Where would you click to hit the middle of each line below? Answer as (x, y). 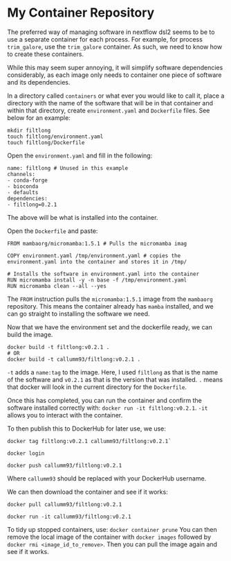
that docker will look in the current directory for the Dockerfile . (97, 387)
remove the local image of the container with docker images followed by (109, 537)
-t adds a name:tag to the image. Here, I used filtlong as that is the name (113, 372)
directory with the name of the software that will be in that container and (110, 103)
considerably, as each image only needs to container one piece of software (115, 75)
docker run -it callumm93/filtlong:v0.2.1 (69, 517)
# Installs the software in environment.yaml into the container (103, 274)
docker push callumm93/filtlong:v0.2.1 (65, 465)
